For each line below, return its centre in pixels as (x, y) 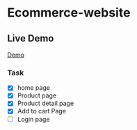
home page (34, 88)
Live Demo (31, 38)
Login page (33, 119)
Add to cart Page (41, 111)
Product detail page (46, 103)
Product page (37, 95)
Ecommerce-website (69, 13)
